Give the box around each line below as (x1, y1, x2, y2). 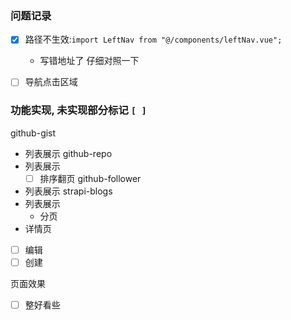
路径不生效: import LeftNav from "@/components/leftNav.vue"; (24, 33, 283, 46)
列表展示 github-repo (24, 147, 113, 159)
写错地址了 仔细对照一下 (39, 55, 140, 67)
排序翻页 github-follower (39, 172, 142, 184)
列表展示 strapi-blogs (24, 185, 113, 197)
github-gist (10, 127, 57, 139)
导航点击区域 (24, 76, 78, 88)
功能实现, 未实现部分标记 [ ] (10, 103, 147, 117)
